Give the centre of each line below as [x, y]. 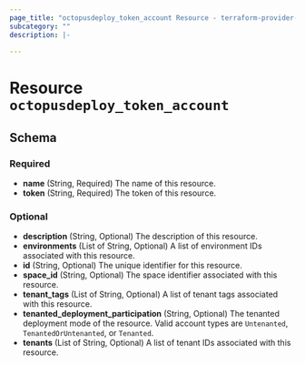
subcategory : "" [40, 26]
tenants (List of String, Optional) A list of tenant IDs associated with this [157, 343]
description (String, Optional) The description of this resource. [140, 237]
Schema [33, 137]
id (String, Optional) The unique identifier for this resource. [132, 266]
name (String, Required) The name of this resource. [119, 184]
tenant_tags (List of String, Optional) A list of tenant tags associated [150, 294]
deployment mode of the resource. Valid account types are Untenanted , [155, 323]
